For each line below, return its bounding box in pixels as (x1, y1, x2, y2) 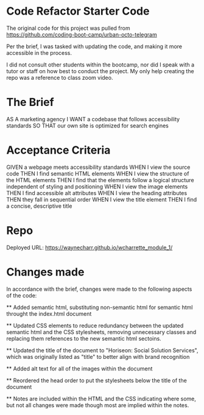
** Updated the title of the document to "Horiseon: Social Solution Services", (6, 346, 199, 354)
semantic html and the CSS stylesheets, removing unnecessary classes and (6, 328, 197, 336)
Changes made (6, 265, 85, 278)
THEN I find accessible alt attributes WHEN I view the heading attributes (6, 189, 188, 196)
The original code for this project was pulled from (6, 24, 130, 32)
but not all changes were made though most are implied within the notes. (6, 401, 189, 409)
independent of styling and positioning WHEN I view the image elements (6, 183, 188, 190)
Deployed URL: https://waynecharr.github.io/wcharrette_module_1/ (6, 244, 173, 251)
